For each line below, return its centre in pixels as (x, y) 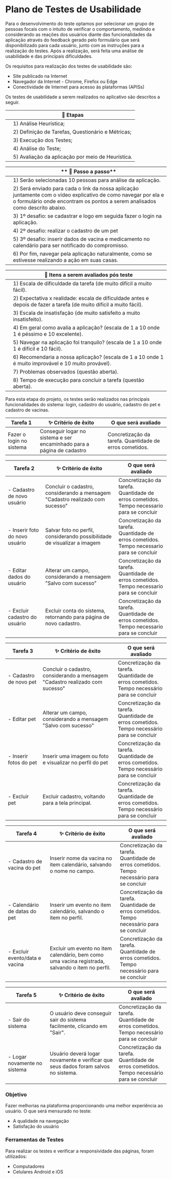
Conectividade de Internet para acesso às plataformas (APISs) (79, 87)
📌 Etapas (73, 115)
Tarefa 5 (26, 995)
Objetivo (16, 1095)
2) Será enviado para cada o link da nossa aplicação (76, 188)
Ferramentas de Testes (35, 1140)
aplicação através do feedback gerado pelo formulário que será (72, 40)
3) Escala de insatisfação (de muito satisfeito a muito (77, 313)
